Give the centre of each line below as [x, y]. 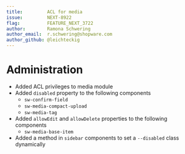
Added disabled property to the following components [83, 93]
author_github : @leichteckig [43, 40]
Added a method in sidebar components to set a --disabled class [97, 138]
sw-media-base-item [49, 132]
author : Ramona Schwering [49, 29]
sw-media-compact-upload [55, 106]
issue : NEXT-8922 [39, 18]
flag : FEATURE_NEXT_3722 [50, 23]
